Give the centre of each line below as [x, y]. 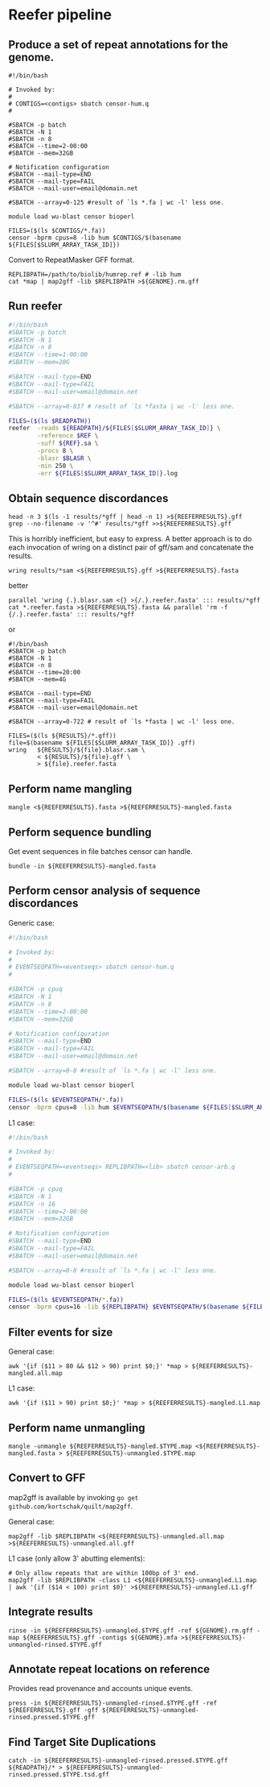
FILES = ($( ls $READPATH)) [50, 421]
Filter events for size [61, 1332]
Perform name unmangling [77, 1428]
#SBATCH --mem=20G [39, 363]
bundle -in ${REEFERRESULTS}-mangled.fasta [82, 866]
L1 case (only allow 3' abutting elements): [77, 1558]
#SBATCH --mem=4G [37, 680]
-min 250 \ [55, 466]
